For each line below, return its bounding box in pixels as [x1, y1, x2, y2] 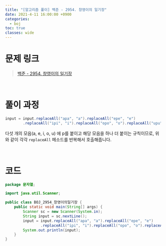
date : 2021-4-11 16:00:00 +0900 [5, 12, 72, 17]
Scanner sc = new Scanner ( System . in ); [23, 209, 103, 214]
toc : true [5, 26, 26, 31]
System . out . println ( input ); [23, 228, 81, 233]
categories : [5, 16, 30, 21]
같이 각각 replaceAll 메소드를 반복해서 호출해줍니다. [10, 136, 112, 142]
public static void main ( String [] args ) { [14, 204, 103, 210]
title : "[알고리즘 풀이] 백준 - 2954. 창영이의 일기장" [5, 7, 107, 12]
